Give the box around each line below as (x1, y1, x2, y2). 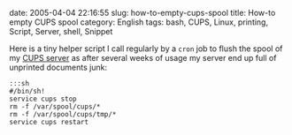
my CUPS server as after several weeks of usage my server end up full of (9, 53, 277, 63)
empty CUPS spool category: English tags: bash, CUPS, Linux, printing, (9, 17, 268, 27)
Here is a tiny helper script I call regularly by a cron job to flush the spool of (9, 43, 283, 54)
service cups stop (9, 94, 77, 103)
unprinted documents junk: (9, 62, 108, 72)
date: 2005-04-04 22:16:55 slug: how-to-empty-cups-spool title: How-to (9, 8, 276, 18)
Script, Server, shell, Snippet (9, 26, 113, 36)
